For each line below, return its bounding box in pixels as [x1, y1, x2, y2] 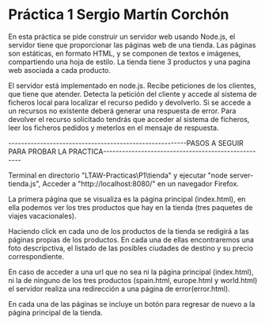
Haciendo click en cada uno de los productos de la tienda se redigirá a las [8, 226, 249, 235]
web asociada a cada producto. [8, 65, 112, 75]
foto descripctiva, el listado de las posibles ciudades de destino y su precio [8, 243, 254, 253]
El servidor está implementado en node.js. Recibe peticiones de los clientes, [8, 81, 256, 90]
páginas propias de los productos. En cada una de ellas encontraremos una [8, 235, 255, 244]
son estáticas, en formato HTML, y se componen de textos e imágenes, [8, 48, 241, 58]
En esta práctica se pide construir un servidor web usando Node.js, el [8, 32, 236, 41]
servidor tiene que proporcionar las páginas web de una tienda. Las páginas [8, 40, 256, 49]
